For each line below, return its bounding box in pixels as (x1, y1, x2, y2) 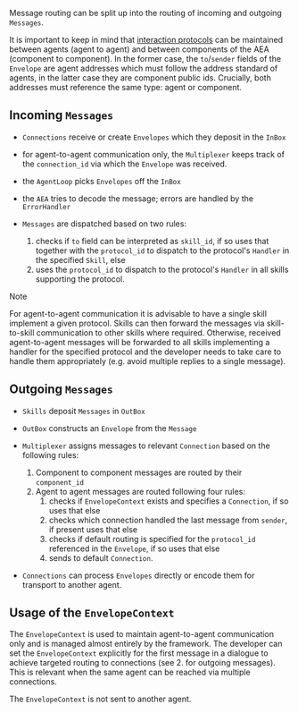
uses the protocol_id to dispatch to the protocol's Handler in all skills (35, 264, 289, 275)
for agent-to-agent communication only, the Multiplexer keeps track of (21, 149, 286, 159)
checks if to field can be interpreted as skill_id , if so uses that (35, 235, 269, 246)
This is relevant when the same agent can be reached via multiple (9, 666, 252, 678)
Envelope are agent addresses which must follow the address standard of (9, 63, 278, 73)
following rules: (21, 449, 79, 460)
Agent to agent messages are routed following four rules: (35, 486, 245, 497)
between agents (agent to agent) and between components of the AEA (9, 44, 269, 55)
